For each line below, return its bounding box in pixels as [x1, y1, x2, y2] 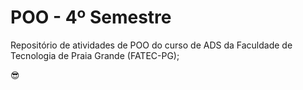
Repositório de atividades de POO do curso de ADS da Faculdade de [10, 39, 293, 51]
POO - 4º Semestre [10, 6, 172, 29]
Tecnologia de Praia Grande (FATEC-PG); [10, 49, 180, 61]
